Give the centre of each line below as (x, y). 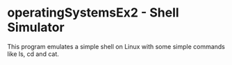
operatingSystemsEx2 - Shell (93, 13)
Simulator (36, 27)
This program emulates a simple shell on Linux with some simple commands (116, 46)
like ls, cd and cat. (33, 54)
